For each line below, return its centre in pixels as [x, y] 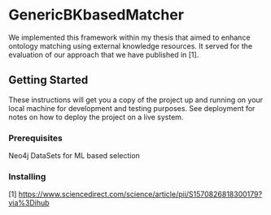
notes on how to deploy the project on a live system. [96, 117]
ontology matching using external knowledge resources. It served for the [131, 45]
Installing [27, 176]
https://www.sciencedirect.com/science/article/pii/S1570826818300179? [140, 194]
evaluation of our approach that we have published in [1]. [104, 54]
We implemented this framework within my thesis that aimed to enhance [129, 37]
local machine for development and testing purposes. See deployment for [132, 108]
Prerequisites [35, 138]
